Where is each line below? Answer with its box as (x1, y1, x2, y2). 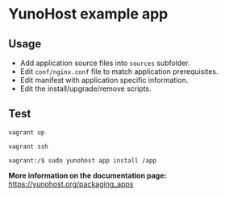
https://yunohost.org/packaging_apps (8, 179, 134, 189)
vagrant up (8, 128, 45, 137)
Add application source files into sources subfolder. (19, 58, 191, 68)
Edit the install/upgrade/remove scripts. (19, 84, 152, 93)
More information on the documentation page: (8, 170, 167, 180)
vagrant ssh (8, 142, 48, 150)
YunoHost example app (8, 5, 169, 23)
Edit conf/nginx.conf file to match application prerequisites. (19, 67, 219, 76)
